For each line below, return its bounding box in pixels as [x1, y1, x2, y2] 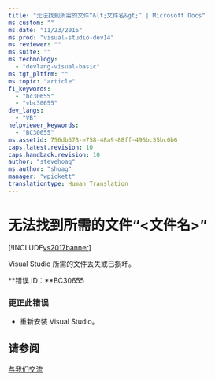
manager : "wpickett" [8, 172, 76, 181]
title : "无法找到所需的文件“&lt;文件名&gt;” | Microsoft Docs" [8, 11, 206, 20]
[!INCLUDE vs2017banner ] [8, 242, 92, 252]
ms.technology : [8, 56, 58, 64]
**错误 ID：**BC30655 [8, 276, 85, 285]
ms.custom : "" [8, 19, 55, 27]
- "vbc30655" [15, 99, 58, 107]
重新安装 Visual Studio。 [19, 316, 99, 326]
